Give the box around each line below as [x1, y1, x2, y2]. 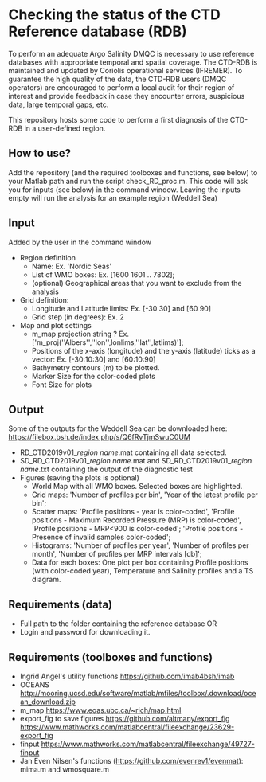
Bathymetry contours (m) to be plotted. [31, 362, 160, 372]
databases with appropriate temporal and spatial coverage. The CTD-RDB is [8, 57, 258, 67]
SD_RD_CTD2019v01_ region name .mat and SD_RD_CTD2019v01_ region [19, 456, 252, 466]
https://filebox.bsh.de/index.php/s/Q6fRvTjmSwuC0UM [8, 432, 191, 442]
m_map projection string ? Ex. [31, 329, 130, 338]
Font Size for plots [31, 380, 92, 389]
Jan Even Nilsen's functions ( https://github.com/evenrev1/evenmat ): [19, 757, 244, 765]
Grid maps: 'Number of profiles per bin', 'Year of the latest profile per [31, 490, 259, 499]
